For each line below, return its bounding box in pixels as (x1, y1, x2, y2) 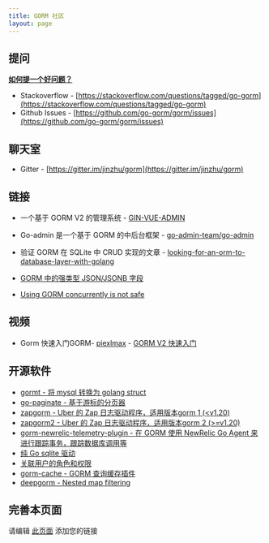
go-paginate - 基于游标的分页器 (19, 397, 126, 407)
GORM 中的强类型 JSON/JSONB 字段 (19, 273, 144, 282)
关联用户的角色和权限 (19, 458, 92, 468)
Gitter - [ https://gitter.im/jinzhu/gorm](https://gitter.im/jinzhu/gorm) (19, 164, 244, 175)
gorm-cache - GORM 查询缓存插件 (19, 468, 136, 478)
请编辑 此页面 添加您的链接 (8, 526, 98, 536)
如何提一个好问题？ (8, 75, 73, 84)
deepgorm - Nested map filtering (19, 477, 131, 487)
